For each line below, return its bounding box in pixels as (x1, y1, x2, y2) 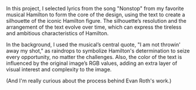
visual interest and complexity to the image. (6, 66, 112, 72)
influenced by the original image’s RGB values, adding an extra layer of (6, 60, 178, 67)
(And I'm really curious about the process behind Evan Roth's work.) (6, 77, 172, 84)
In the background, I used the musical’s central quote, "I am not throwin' (6, 41, 181, 48)
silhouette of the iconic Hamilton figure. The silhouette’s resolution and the (6, 18, 187, 24)
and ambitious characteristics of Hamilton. (6, 30, 109, 37)
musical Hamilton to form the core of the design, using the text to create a (6, 11, 185, 18)
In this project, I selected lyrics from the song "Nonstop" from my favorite (6, 5, 184, 12)
